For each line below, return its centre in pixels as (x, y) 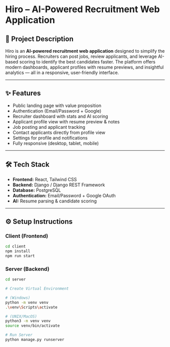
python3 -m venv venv (28, 321)
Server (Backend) (27, 269)
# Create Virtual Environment (37, 289)
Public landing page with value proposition (57, 106)
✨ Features (23, 93)
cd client (16, 247)
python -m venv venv (27, 302)
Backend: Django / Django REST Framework (59, 185)
